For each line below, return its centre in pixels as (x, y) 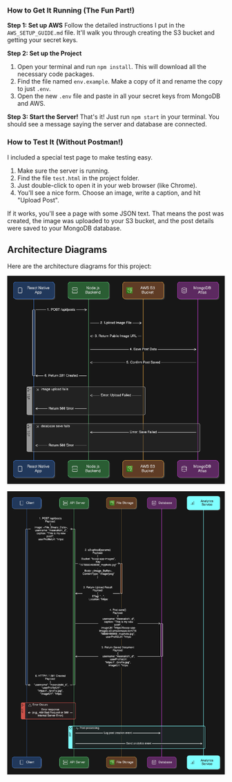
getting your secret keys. (42, 40)
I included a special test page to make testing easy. (80, 157)
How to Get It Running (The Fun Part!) (71, 10)
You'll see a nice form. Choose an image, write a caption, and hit (109, 193)
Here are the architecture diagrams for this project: (79, 266)
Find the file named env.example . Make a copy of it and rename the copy (120, 82)
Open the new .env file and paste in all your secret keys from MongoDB (119, 96)
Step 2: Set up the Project (45, 53)
